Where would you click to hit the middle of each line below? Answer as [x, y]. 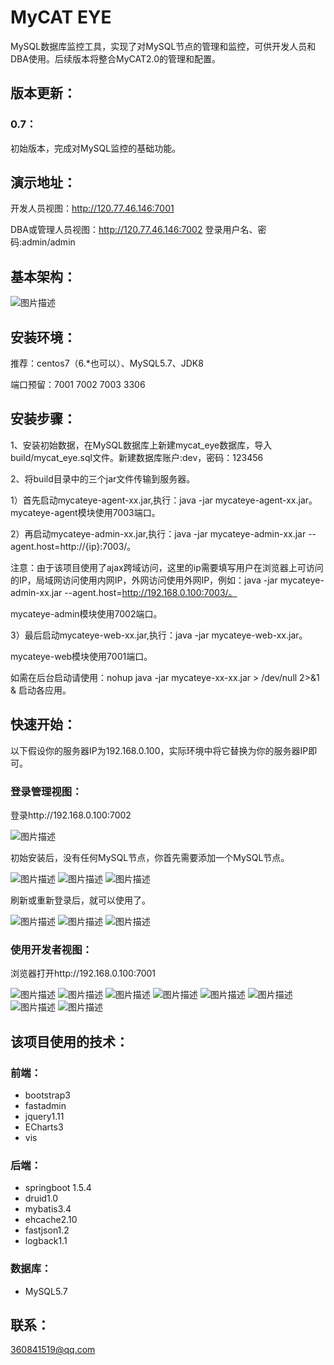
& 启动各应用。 [41, 690]
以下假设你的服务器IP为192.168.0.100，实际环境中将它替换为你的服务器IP [159, 750]
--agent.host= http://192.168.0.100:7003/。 [151, 592]
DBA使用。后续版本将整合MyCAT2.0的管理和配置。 [116, 58]
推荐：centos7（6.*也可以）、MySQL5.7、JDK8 [107, 363]
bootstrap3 [47, 1095]
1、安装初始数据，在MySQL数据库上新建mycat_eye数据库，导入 [141, 445]
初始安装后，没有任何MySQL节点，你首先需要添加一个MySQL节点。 [150, 857]
